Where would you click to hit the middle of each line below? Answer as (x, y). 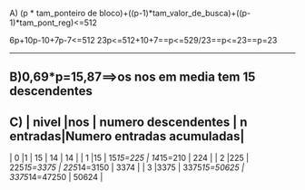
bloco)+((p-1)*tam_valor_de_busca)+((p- (175, 13)
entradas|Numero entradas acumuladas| (127, 136)
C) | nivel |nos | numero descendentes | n (128, 122)
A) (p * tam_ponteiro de (54, 13)
